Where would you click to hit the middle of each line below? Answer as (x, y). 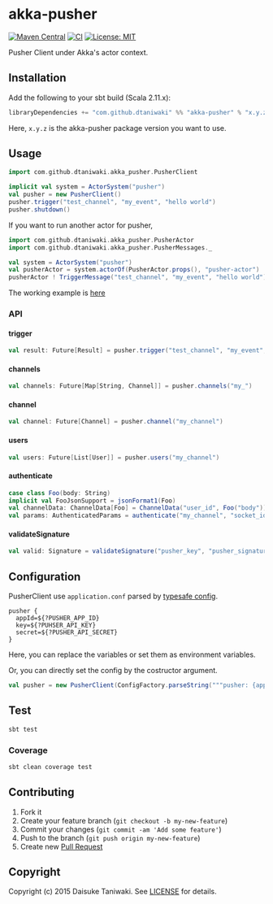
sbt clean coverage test (50, 767)
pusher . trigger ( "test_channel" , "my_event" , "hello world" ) (113, 202)
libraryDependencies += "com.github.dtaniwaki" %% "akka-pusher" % (125, 112)
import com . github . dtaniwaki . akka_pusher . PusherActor (102, 240)
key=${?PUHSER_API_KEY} (56, 626)
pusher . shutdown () (39, 209)
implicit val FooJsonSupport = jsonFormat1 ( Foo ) (92, 501)
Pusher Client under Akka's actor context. (78, 52)
